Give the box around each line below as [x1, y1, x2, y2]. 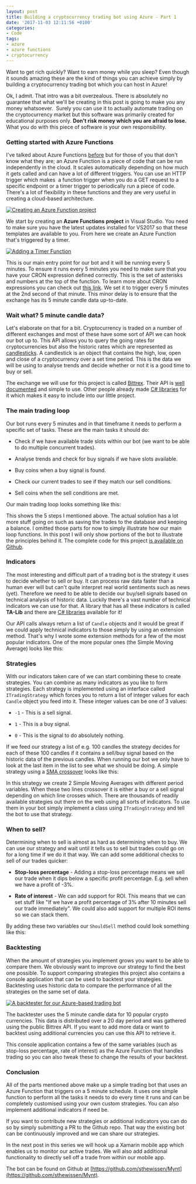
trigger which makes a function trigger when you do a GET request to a [6, 176, 179, 183]
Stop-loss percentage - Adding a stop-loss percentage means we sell [14, 869, 185, 876]
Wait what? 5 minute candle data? [6, 311, 105, 319]
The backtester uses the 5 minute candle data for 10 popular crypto [6, 1010, 169, 1018]
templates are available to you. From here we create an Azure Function [6, 230, 177, 237]
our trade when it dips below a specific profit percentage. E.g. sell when [14, 875, 188, 882]
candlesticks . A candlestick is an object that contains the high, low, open [6, 350, 181, 357]
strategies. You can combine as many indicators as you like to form [6, 679, 168, 686]
